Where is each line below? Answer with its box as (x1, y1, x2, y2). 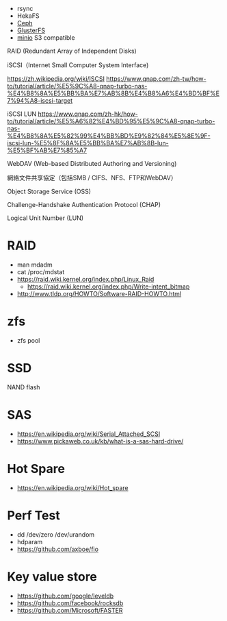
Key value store (7, 569, 98, 584)
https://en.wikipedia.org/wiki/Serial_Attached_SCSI (16, 430, 161, 438)
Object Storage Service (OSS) (7, 187, 91, 195)
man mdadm (16, 260, 53, 269)
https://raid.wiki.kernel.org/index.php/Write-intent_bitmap (27, 282, 190, 291)
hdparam (16, 537, 43, 546)
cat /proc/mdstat (16, 267, 65, 276)
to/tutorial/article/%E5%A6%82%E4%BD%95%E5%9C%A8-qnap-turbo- (7, 117, 215, 125)
